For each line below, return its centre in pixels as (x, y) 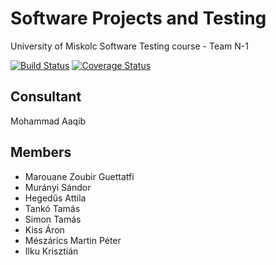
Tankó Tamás (52, 208)
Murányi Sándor (58, 187)
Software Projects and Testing (138, 18)
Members (41, 152)
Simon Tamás (53, 219)
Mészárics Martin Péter (73, 240)
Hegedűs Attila (55, 198)
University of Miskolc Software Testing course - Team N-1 (129, 46)
